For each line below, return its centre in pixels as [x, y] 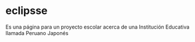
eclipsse [27, 11]
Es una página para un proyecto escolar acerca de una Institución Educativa [97, 27]
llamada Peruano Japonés [37, 33]
